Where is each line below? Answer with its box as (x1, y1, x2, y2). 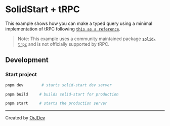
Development (5, 56, 49, 65)
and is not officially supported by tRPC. (28, 41, 110, 47)
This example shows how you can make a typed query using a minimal (5, 20, 153, 26)
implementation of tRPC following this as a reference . (5, 25, 120, 31)
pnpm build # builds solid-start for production (5, 91, 119, 97)
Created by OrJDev (5, 115, 46, 121)
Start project (5, 71, 37, 78)
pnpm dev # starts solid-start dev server (5, 82, 112, 87)
